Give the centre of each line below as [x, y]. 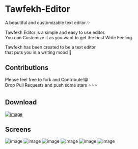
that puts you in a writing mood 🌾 [39, 52]
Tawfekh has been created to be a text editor [51, 47]
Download [21, 102]
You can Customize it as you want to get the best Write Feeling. [69, 37]
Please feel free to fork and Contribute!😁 [47, 79]
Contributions [27, 68]
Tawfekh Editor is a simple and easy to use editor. [55, 32]
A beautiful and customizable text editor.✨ [48, 23]
